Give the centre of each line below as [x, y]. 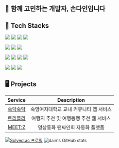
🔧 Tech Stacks [27, 26]
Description [71, 100]
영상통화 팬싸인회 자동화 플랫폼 [71, 128]
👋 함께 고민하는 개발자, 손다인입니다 [55, 9]
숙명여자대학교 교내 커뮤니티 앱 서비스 [71, 110]
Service [17, 100]
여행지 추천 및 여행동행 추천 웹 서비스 [71, 118]
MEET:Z [17, 127]
